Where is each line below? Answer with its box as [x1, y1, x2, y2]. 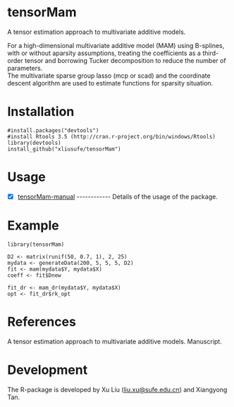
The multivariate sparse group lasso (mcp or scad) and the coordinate [7, 71, 211, 80]
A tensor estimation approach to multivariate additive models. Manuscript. [7, 337, 222, 346]
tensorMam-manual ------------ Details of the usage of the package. [17, 192, 218, 201]
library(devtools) [7, 139, 61, 146]
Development [7, 362, 88, 378]
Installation [7, 104, 75, 120]
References [7, 314, 76, 329]
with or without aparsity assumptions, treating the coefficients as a [7, 49, 201, 57]
